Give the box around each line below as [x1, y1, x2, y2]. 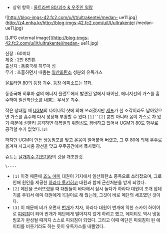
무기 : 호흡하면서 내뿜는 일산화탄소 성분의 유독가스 [5, 69, 103, 75]
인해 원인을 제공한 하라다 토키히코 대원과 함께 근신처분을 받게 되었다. [12, 179, 146, 185]
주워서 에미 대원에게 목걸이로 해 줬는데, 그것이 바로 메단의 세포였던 [21, 192, 151, 198]
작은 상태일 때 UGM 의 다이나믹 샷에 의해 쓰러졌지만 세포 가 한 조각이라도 [5, 107, 145, 113]
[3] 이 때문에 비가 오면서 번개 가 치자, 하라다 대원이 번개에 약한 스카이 [12, 204, 147, 210]
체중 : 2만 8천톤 [5, 57, 36, 63]
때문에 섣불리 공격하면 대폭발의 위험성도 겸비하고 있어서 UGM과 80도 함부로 [10, 120, 158, 126]
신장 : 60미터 [5, 51, 31, 56]
